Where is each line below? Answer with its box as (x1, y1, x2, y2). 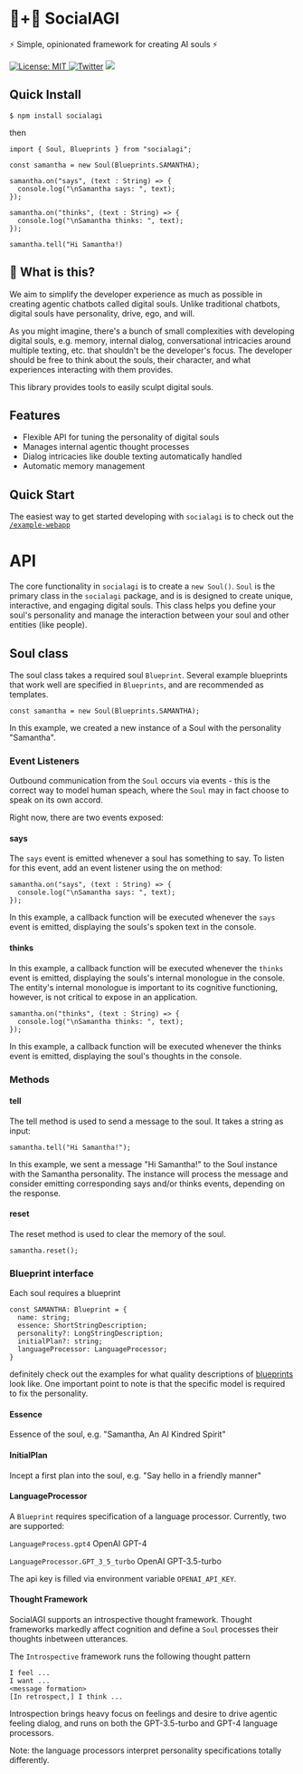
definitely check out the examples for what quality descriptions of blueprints (9, 1369, 294, 1379)
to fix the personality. (9, 1388, 89, 1399)
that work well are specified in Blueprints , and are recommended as (9, 679, 264, 690)
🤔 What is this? (9, 265, 95, 280)
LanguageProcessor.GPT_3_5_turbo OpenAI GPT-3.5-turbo (9, 1555, 222, 1566)
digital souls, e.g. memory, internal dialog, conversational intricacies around (9, 335, 291, 346)
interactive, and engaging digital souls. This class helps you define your (9, 600, 277, 611)
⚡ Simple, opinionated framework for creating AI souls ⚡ (9, 38, 219, 49)
